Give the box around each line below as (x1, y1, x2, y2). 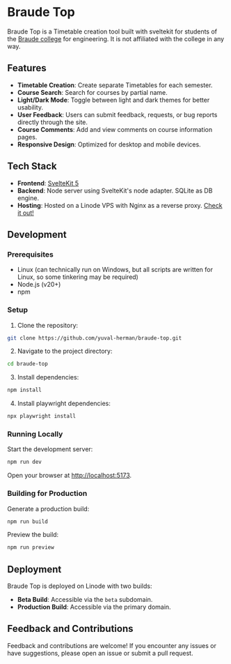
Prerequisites (7, 249, 54, 259)
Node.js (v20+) (17, 280, 61, 289)
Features (7, 62, 47, 74)
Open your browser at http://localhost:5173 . (7, 471, 132, 480)
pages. (17, 133, 38, 141)
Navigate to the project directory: (17, 347, 113, 356)
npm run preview (7, 544, 54, 551)
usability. (17, 103, 44, 112)
